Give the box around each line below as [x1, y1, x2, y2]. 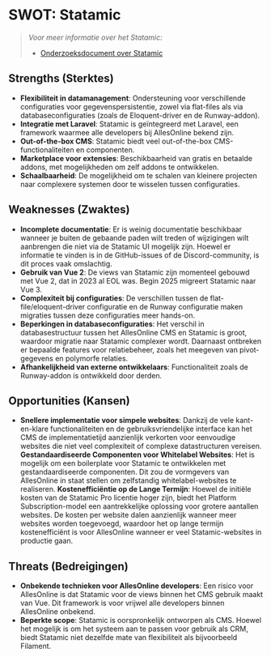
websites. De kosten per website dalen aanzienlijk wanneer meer [19, 510, 237, 520]
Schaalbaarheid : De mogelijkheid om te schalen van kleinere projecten [19, 170, 257, 180]
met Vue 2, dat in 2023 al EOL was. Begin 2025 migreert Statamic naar [19, 275, 256, 285]
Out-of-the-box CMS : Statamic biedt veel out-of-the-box [19, 136, 213, 146]
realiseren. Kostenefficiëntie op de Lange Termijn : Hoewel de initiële [19, 484, 252, 494]
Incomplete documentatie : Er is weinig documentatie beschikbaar [19, 224, 243, 234]
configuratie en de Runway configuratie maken [87, 301, 243, 311]
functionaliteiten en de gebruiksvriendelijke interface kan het [49, 424, 252, 434]
